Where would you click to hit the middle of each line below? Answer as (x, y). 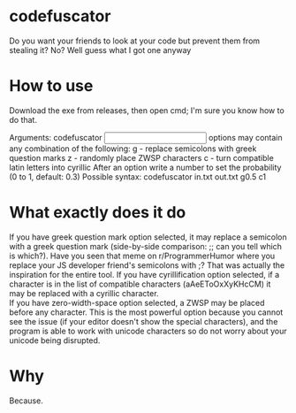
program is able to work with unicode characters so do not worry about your (148, 331)
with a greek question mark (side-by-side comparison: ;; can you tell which (146, 246)
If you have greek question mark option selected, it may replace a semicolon (148, 237)
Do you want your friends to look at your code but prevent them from (135, 41)
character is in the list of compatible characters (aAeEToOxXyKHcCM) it (140, 284)
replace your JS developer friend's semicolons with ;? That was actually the (147, 265)
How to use (51, 86)
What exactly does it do (98, 213)
